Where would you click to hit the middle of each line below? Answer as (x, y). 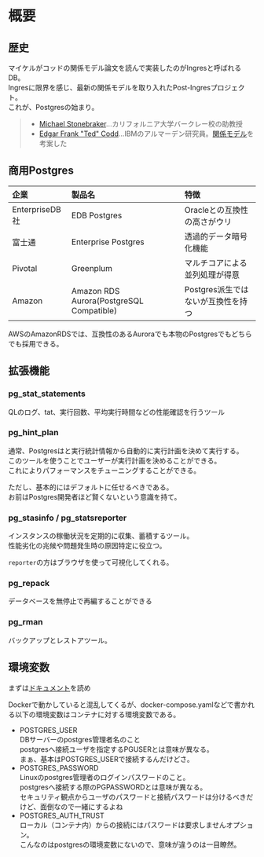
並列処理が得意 (212, 274)
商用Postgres (41, 171)
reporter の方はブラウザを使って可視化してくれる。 (91, 562)
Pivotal (25, 268)
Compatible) (94, 310)
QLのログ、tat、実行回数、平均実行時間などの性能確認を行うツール (117, 412)
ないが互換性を (212, 301)
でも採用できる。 (36, 343)
